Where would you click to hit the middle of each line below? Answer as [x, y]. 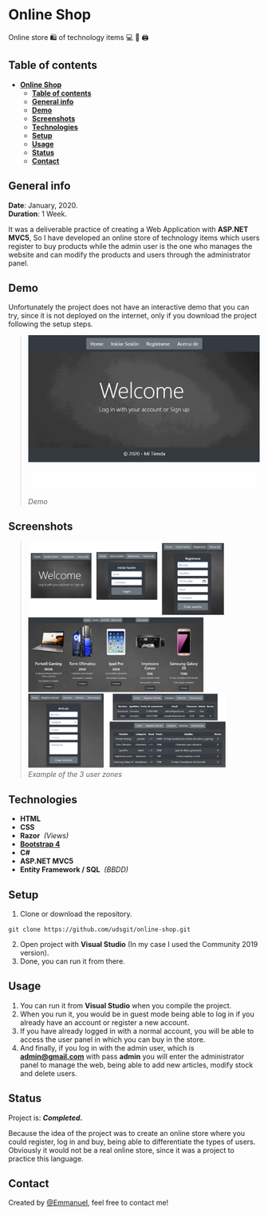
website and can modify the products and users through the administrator [130, 254]
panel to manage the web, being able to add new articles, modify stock [136, 1065]
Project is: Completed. [45, 1118]
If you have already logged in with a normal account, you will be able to [137, 1031]
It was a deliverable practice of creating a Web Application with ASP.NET [128, 229]
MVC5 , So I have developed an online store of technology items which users [134, 238]
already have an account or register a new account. [104, 1022]
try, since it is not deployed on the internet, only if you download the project [133, 316]
